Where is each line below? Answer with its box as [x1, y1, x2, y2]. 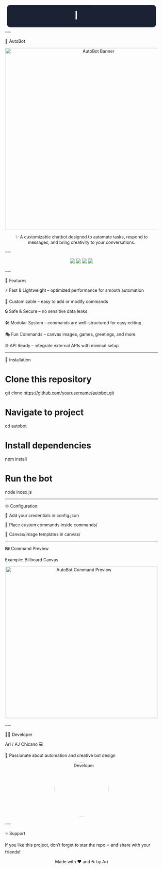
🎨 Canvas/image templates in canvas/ [5, 531, 81, 537]
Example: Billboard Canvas [5, 556, 59, 563]
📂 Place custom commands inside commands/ [5, 522, 98, 528]
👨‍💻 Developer [5, 731, 33, 737]
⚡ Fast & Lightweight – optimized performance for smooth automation [5, 287, 144, 293]
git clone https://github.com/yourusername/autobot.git [5, 390, 114, 396]
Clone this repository [5, 374, 92, 385]
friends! [5, 849, 21, 854]
